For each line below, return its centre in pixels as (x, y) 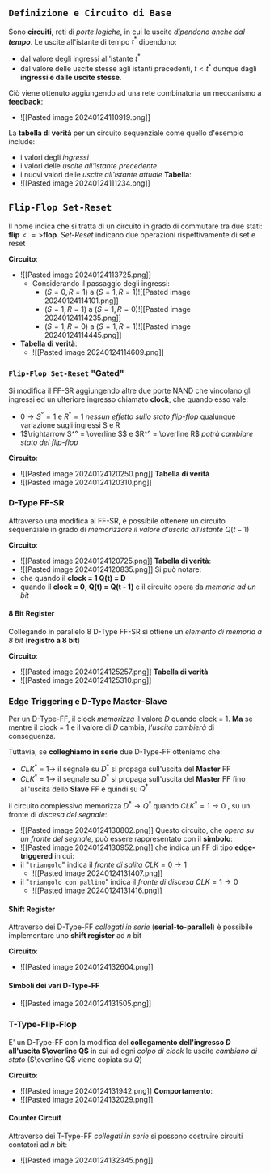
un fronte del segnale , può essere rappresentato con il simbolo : (126, 838)
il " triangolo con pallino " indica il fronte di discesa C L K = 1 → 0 (129, 881)
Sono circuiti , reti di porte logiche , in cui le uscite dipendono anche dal (127, 32)
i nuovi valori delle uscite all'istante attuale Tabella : (105, 174)
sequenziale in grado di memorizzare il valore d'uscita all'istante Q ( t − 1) (129, 529)
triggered (36, 855)
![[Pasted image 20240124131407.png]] (97, 873)
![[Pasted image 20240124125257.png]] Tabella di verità (114, 672)
